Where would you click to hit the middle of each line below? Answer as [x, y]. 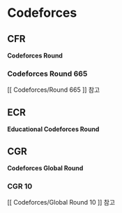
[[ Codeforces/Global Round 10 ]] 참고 [61, 202]
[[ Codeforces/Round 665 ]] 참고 [54, 90]
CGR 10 [20, 186]
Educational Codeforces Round [53, 129]
